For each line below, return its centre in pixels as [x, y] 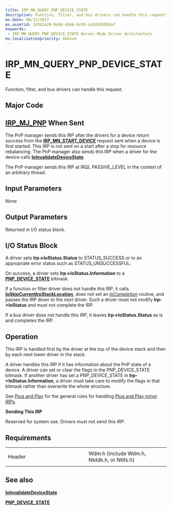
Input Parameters [34, 189]
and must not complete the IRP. [61, 305]
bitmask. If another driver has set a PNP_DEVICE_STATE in [67, 375]
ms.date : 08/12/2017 [27, 20]
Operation [22, 337]
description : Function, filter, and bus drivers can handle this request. [87, 15]
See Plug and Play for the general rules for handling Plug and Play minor [81, 396]
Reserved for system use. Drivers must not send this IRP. [65, 422]
